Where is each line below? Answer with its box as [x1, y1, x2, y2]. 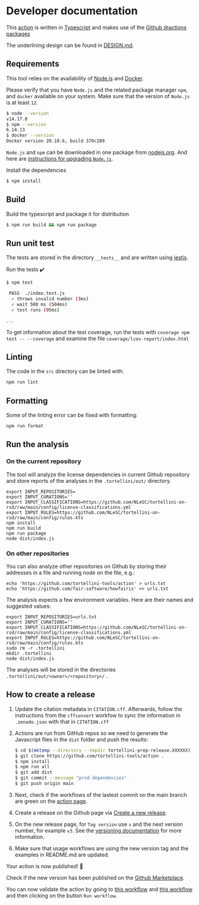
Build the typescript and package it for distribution [6, 210, 129, 218]
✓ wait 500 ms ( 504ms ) [11, 301, 68, 307]
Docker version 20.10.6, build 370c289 [6, 138, 105, 144]
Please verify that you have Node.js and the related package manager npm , [6, 86, 188, 93]
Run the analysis [6, 439, 70, 450]
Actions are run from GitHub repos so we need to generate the [14, 730, 168, 737]
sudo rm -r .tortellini [6, 645, 65, 651]
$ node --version [6, 110, 49, 117]
